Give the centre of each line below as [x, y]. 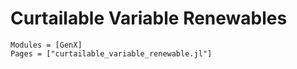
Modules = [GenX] [46, 45]
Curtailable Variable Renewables [149, 18]
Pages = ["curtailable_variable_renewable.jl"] [111, 53]
